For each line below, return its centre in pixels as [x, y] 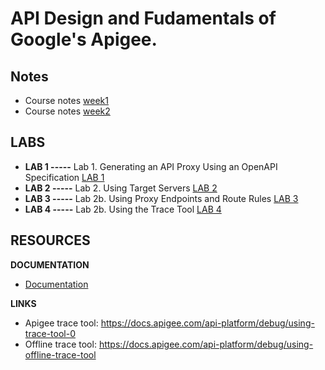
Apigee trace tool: [61, 323]
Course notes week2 [67, 111]
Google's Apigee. [84, 39]
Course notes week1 [66, 100]
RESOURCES [50, 240]
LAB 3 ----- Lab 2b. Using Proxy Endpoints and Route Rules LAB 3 [161, 198]
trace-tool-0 [50, 333]
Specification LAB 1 [64, 177]
